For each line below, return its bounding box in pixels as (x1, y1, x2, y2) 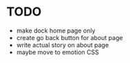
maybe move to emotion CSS (16, 48, 99, 56)
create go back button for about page (16, 33, 123, 41)
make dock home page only (16, 26, 96, 35)
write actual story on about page (16, 41, 109, 49)
